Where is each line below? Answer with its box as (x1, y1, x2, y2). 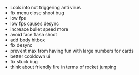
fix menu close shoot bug (10, 10, 64, 16)
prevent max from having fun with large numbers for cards (10, 48, 134, 54)
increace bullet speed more (10, 26, 68, 32)
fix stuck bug (10, 59, 38, 64)
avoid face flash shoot (10, 32, 57, 37)
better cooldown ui (10, 53, 50, 59)
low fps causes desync (10, 20, 59, 27)
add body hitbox (10, 37, 45, 43)
